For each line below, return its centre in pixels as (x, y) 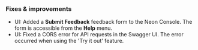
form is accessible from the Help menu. (63, 28)
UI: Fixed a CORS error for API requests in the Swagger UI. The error (99, 35)
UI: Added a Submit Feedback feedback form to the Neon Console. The (103, 22)
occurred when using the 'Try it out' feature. (69, 41)
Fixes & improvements (39, 9)
